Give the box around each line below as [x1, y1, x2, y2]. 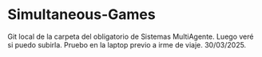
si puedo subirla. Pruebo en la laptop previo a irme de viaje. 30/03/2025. [7, 40, 247, 49]
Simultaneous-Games [7, 6, 157, 24]
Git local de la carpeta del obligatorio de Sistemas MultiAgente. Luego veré [7, 32, 254, 41]
